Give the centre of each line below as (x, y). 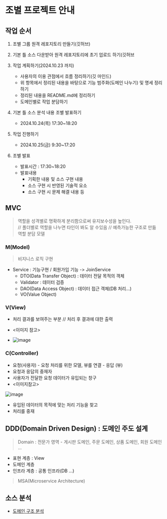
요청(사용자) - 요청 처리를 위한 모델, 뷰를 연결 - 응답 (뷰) (68, 365)
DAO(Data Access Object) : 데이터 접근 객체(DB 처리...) (76, 289)
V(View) (16, 308)
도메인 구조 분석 (28, 511)
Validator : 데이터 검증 (42, 282)
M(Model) (18, 247)
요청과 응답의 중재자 (32, 371)
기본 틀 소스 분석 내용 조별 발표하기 (47, 112)
